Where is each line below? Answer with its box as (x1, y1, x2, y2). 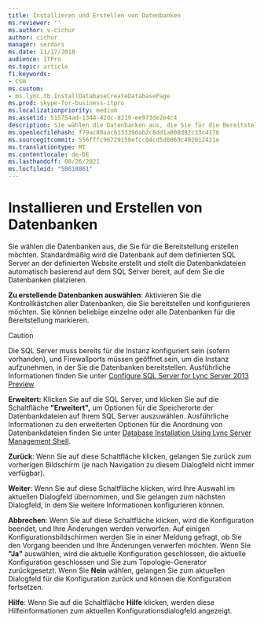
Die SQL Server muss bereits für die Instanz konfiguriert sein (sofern (8, 345, 230, 355)
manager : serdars (8, 41, 65, 49)
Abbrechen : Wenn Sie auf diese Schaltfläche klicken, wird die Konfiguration (8, 515, 255, 525)
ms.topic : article (8, 63, 68, 71)
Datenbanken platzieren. (8, 275, 88, 284)
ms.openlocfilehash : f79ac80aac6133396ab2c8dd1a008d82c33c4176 (8, 128, 220, 136)
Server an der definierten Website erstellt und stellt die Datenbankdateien (8, 258, 246, 267)
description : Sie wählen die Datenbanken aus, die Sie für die (8, 121, 220, 129)
